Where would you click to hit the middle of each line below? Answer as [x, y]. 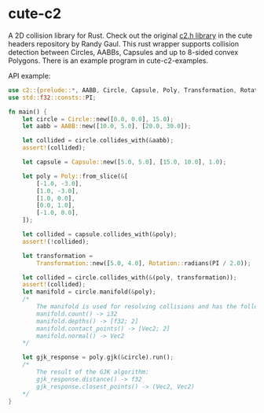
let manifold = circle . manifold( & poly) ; [89, 292]
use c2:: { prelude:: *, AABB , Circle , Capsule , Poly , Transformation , [123, 90]
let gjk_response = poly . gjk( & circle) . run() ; [98, 358]
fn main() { [27, 112]
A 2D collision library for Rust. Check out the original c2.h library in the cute [130, 35]
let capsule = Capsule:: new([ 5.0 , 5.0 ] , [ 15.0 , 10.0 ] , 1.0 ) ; [125, 162]
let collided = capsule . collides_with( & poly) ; [100, 234]
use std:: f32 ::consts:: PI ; [52, 98]
